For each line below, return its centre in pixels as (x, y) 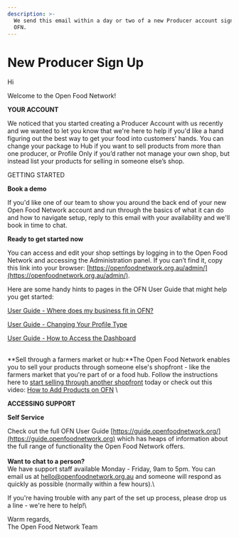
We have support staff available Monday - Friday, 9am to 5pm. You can (111, 469)
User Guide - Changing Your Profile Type (68, 325)
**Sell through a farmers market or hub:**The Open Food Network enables (119, 359)
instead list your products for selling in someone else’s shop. (96, 162)
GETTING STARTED (36, 175)
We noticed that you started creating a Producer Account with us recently (115, 123)
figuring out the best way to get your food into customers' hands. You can (116, 139)
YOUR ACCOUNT (33, 110)
